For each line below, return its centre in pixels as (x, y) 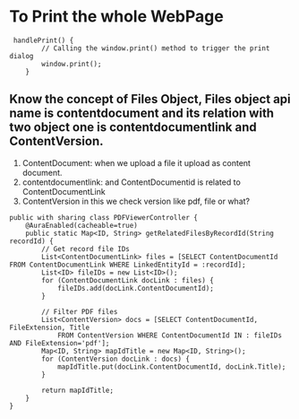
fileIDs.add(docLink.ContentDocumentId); (136, 288)
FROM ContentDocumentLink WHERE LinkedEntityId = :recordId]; (128, 265)
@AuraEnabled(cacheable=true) (82, 225)
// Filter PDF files (80, 311)
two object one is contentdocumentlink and (133, 127)
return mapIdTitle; (78, 390)
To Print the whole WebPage (116, 17)
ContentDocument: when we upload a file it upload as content (136, 162)
